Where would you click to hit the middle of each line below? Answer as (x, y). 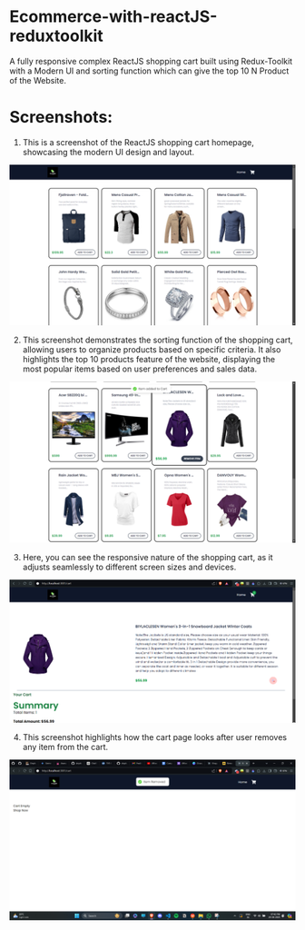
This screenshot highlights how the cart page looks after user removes (155, 737)
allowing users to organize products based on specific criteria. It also (152, 350)
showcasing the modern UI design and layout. (108, 152)
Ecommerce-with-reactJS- (113, 17)
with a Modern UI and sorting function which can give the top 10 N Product (149, 71)
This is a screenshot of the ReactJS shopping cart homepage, (138, 142)
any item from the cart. (65, 747)
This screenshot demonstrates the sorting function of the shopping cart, (157, 340)
